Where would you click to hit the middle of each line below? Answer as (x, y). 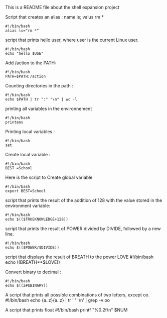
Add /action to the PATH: (31, 63)
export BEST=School (26, 191)
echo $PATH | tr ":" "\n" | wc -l (41, 99)
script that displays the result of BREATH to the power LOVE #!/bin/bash (79, 257)
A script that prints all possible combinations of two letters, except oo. (77, 295)
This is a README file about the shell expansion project (62, 7)
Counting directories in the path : (39, 86)
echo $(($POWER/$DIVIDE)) (32, 248)
